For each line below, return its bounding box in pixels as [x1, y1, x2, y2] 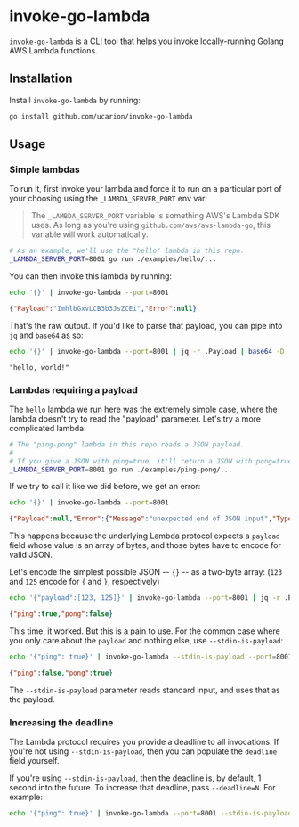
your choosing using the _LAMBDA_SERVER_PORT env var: [9, 193, 207, 204]
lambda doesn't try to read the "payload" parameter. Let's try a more [9, 413, 261, 424]
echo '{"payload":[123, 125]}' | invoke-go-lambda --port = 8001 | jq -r [9, 594, 280, 602]
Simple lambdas [9, 163, 80, 176]
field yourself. [9, 756, 60, 766]
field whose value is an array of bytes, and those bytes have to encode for [9, 540, 282, 551]
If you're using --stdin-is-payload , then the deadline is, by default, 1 [9, 773, 262, 783]
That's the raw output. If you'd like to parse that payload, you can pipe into [9, 320, 283, 331]
